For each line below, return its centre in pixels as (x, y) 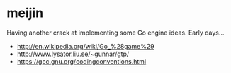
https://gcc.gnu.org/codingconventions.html (81, 61)
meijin (25, 13)
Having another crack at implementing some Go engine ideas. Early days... (115, 33)
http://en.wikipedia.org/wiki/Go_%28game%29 (85, 46)
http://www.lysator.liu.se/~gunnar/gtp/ (73, 54)
